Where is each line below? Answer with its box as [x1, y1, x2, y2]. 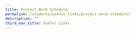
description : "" [5, 16, 39, 21]
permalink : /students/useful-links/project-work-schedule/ [5, 12, 131, 16]
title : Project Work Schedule [5, 7, 68, 12]
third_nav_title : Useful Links [5, 20, 70, 26]
